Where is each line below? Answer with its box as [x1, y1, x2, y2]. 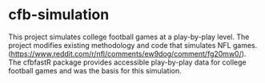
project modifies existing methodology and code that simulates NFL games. [8, 40, 258, 49]
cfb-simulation [8, 6, 110, 24]
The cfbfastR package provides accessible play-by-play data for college [8, 57, 247, 67]
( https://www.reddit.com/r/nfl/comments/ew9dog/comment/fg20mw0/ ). [8, 49, 247, 58]
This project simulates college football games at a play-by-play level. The [8, 32, 250, 41]
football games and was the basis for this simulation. [8, 65, 182, 75]
